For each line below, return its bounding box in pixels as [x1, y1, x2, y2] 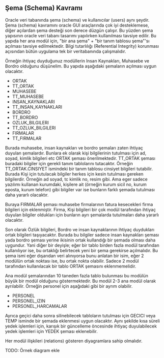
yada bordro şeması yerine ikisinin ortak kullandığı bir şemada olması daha [5, 237, 156, 243]
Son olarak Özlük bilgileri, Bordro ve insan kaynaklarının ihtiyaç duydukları [5, 226, 155, 233]
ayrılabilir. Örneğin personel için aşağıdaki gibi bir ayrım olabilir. [5, 283, 133, 289]
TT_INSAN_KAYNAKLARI [12, 104, 62, 110]
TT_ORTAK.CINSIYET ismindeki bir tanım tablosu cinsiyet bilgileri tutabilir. [5, 166, 153, 172]
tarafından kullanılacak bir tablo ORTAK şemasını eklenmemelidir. [5, 263, 137, 269]
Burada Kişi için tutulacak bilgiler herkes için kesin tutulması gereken [5, 171, 144, 177]
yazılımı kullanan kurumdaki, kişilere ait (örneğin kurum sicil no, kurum [5, 181, 147, 187]
